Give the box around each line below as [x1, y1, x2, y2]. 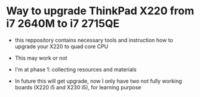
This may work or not [14, 54, 67, 61]
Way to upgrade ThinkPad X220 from [6, 4, 195, 18]
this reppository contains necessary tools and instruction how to [14, 36, 173, 43]
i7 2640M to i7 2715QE [6, 17, 120, 30]
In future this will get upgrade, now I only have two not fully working [14, 77, 182, 85]
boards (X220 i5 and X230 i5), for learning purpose [14, 83, 141, 90]
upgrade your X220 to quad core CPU [14, 43, 109, 50]
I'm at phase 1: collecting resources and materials [14, 65, 137, 73]
